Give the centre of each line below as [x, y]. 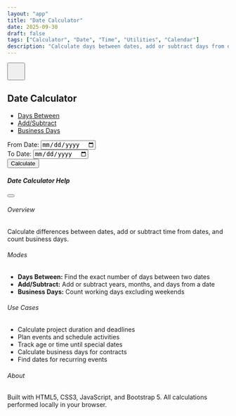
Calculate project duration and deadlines [76, 330]
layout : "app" [28, 14]
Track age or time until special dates [70, 344]
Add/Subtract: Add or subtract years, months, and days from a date [116, 284]
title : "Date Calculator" [45, 20]
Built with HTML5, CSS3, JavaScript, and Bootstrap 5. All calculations [107, 397]
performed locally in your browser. [57, 405]
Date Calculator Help [39, 181]
